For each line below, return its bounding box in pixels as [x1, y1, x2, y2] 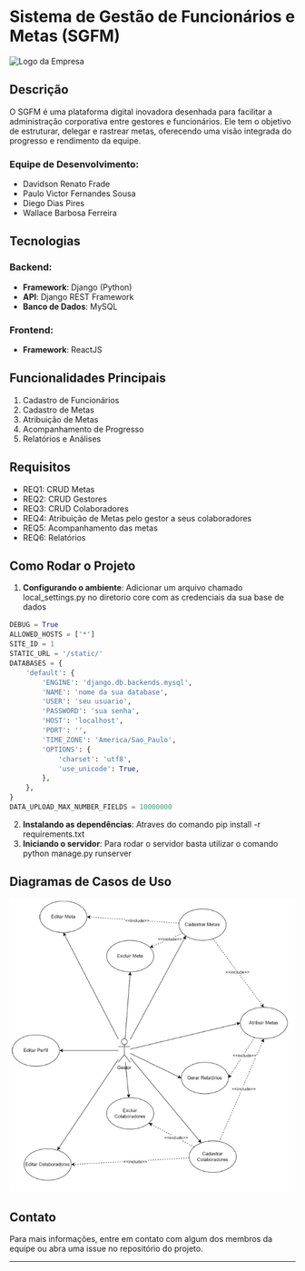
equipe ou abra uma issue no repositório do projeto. [9, 1243, 203, 1255]
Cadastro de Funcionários [22, 394, 120, 405]
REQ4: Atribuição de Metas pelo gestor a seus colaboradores [22, 512, 252, 523]
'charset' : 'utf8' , [57, 754, 132, 764]
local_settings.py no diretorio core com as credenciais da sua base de [22, 592, 284, 603]
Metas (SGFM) [9, 25, 121, 46]
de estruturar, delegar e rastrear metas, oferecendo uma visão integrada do [9, 125, 292, 136]
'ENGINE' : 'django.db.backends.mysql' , [42, 678, 193, 687]
